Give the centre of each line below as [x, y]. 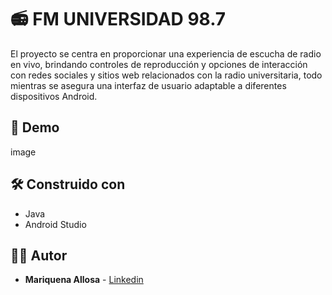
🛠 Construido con [68, 184]
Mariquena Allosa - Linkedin [84, 280]
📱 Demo [35, 127]
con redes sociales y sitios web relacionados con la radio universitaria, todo [166, 75]
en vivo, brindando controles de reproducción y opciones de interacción [159, 64]
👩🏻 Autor [39, 255]
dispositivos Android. [54, 96]
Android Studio [55, 224]
